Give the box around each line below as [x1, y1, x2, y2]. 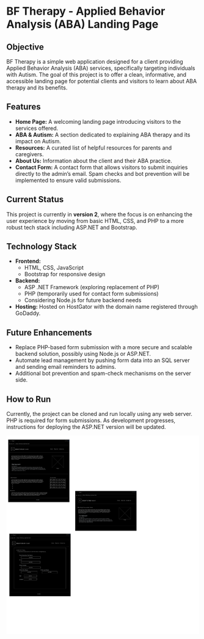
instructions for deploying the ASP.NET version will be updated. [6, 423, 166, 431]
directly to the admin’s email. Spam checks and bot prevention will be [15, 170, 190, 177]
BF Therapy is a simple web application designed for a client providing [6, 58, 183, 65]
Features [6, 102, 41, 112]
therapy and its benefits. [6, 84, 68, 91]
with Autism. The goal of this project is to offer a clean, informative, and [6, 71, 187, 78]
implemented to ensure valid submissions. [15, 176, 122, 184]
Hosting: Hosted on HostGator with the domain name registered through [15, 303, 198, 311]
